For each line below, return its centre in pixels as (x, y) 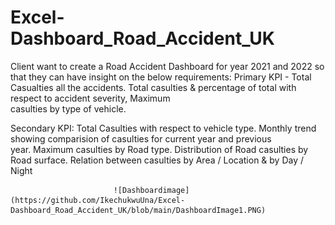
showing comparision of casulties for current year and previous (141, 138)
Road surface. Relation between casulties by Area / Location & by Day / (157, 160)
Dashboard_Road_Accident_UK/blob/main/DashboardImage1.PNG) (138, 210)
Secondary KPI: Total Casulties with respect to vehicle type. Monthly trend (163, 128)
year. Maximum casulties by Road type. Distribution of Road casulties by (159, 149)
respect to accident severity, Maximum (90, 98)
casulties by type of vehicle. (68, 108)
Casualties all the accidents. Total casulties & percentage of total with (153, 87)
